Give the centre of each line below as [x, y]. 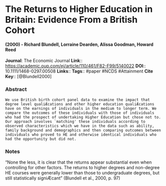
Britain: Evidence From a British [71, 20]
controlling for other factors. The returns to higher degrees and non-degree [83, 167]
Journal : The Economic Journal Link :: [44, 61]
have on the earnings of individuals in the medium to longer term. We [81, 108]
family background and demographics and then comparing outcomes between [83, 130]
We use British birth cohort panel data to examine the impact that [78, 100]
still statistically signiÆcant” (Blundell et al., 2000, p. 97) [63, 178]
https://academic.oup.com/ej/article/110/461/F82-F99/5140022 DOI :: [76, 66]
